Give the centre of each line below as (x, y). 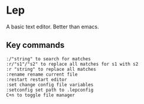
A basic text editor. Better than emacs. (53, 27)
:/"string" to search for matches (49, 59)
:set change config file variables (50, 84)
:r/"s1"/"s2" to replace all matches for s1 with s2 (72, 64)
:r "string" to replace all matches (51, 69)
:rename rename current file (42, 74)
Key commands (35, 45)
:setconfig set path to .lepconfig (50, 90)
